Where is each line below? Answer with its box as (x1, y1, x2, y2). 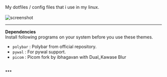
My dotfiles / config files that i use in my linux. (5, 4, 99, 10)
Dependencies (5, 29, 36, 35)
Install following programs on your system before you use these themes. (5, 34, 153, 40)
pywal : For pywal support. (12, 49, 66, 55)
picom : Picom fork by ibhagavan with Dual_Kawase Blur (12, 54, 127, 60)
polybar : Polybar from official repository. (12, 44, 97, 49)
